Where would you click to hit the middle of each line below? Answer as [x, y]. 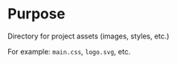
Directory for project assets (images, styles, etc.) [88, 36]
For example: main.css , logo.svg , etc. [69, 51]
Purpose [37, 14]
